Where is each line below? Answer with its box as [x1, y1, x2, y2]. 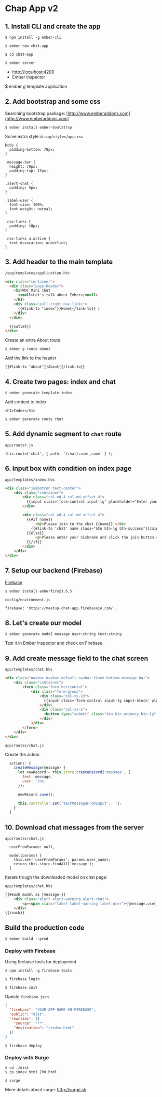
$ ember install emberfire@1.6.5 [5, 588, 72, 594]
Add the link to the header [5, 355, 57, 361]
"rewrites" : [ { [9, 1017, 40, 1021]
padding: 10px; [9, 223, 40, 228]
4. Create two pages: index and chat [5, 378, 116, 386]
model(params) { [9, 853, 42, 858]
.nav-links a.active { [5, 236, 51, 241]
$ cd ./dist [5, 1065, 29, 1070]
